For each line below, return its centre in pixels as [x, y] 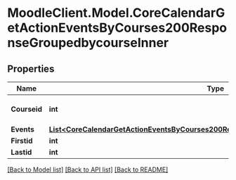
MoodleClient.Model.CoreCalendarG [116, 13]
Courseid [27, 109]
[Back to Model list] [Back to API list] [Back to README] [88, 169]
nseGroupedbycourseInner [88, 43]
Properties [31, 69]
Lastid [21, 152]
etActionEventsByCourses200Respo [117, 28]
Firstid [22, 141]
